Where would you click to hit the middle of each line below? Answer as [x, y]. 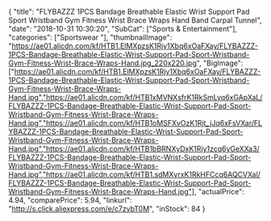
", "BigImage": [220, 63]
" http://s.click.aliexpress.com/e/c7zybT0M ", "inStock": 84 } [107, 208]
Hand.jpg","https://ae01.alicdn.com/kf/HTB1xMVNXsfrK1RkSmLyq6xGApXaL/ [135, 97]
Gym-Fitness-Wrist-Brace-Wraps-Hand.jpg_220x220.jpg [103, 63]
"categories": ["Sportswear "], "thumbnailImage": [90, 37]
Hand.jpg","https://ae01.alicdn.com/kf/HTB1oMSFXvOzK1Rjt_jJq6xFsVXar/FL [135, 123]
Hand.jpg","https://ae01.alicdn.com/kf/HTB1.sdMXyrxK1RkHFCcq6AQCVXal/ [134, 174]
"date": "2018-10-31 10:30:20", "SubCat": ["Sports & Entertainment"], [123, 29]
